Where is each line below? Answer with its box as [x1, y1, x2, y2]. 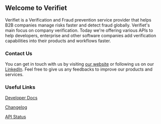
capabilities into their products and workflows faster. [5, 38, 111, 44]
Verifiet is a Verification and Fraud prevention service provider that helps [5, 17, 152, 23]
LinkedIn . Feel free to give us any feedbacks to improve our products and [5, 66, 153, 73]
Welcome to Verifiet [5, 4, 67, 12]
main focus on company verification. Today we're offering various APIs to [5, 27, 153, 33]
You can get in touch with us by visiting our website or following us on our [5, 61, 154, 67]
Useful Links [5, 84, 36, 91]
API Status [5, 114, 26, 120]
